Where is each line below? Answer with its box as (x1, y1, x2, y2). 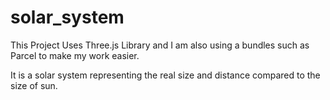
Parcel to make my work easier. (10, 49, 140, 61)
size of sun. (10, 79, 58, 91)
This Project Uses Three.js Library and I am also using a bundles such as (10, 39, 310, 51)
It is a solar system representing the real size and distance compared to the (10, 69, 321, 81)
